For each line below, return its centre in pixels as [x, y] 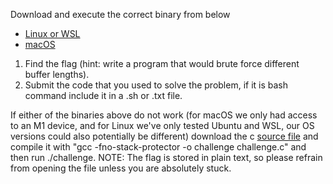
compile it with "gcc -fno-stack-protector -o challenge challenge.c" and [158, 147]
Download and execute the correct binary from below [120, 14]
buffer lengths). [57, 74]
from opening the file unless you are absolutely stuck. [121, 168]
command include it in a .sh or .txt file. [103, 95]
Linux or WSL [52, 33]
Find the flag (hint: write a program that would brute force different [162, 63]
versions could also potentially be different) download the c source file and [164, 136]
